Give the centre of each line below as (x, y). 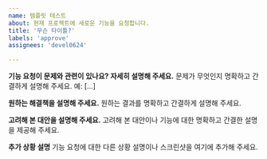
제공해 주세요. (38, 130)
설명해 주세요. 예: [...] (62, 86)
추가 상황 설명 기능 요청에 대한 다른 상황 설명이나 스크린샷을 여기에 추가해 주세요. (133, 147)
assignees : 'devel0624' (48, 46)
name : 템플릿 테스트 (37, 16)
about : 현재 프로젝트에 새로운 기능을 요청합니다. (79, 23)
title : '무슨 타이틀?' (42, 30)
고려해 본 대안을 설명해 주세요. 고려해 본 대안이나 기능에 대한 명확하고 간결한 (126, 120)
